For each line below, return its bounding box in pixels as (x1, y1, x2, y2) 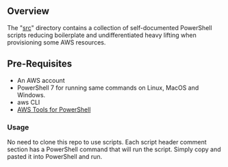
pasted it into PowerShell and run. (7, 152, 103, 160)
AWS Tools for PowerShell (16, 105, 91, 114)
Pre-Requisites (7, 58, 73, 70)
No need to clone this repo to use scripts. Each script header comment (7, 138, 207, 146)
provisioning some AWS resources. (7, 38, 106, 47)
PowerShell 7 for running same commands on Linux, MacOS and (16, 83, 199, 92)
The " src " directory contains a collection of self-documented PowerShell (7, 23, 212, 31)
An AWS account (16, 76, 65, 84)
